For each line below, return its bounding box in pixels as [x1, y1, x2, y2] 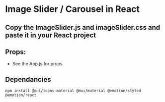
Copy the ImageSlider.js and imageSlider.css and [5, 23, 161, 32]
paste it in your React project [5, 31, 96, 39]
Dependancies [5, 75, 51, 84]
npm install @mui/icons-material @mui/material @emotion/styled [5, 88, 141, 94]
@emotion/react [5, 93, 37, 98]
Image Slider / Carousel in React [5, 3, 140, 15]
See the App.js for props [12, 61, 63, 67]
